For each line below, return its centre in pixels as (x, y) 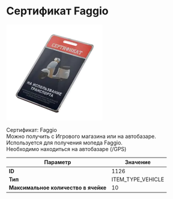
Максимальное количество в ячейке (58, 188)
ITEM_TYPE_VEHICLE (138, 179)
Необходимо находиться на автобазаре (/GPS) (66, 149)
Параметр (58, 162)
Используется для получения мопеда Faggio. (65, 143)
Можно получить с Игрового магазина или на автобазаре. (81, 136)
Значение (138, 162)
